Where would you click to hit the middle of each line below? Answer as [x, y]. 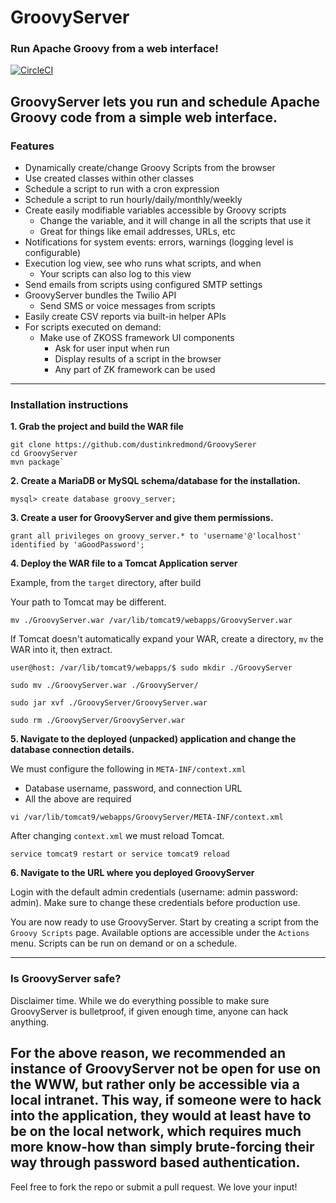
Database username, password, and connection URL [133, 788]
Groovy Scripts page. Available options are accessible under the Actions [160, 933]
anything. [30, 1022]
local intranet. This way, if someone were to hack [166, 1100]
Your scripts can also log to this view [115, 274]
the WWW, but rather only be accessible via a [155, 1084]
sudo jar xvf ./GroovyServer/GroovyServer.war [109, 703]
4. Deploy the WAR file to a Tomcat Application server [124, 563]
